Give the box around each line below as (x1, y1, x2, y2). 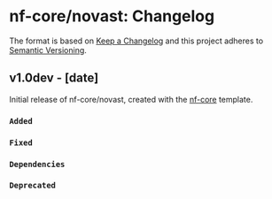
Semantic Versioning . (9, 44, 87, 55)
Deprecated (9, 180, 56, 191)
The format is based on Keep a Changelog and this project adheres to (9, 35, 264, 46)
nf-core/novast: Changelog (9, 6, 215, 27)
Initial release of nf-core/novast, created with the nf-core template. (9, 94, 253, 104)
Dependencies (9, 159, 66, 169)
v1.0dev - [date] (9, 71, 99, 86)
